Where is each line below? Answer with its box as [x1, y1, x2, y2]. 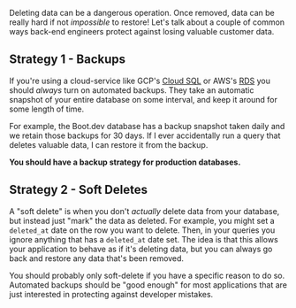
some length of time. [9, 104, 85, 114]
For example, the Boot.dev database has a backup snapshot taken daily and [9, 120, 285, 131]
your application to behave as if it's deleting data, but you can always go [9, 243, 273, 254]
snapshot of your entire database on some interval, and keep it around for [9, 94, 278, 104]
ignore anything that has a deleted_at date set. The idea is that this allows [9, 234, 278, 244]
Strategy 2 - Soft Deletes [9, 182, 148, 197]
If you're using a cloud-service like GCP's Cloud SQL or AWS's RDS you [9, 75, 271, 86]
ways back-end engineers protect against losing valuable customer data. [9, 27, 275, 36]
